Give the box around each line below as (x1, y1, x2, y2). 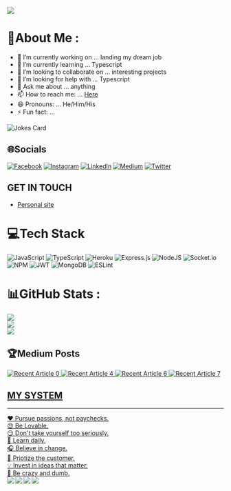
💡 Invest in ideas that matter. (7, 461, 88, 470)
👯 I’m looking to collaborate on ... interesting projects (16, 68, 167, 76)
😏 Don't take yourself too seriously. (7, 429, 109, 437)
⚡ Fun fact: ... (16, 108, 55, 116)
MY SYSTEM (7, 390, 63, 401)
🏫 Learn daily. (7, 437, 46, 445)
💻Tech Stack (7, 226, 85, 241)
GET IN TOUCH (7, 182, 72, 194)
